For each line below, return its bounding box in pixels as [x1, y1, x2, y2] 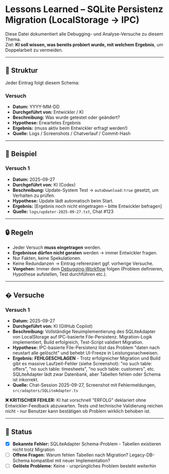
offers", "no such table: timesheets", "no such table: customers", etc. [12, 366, 155, 372]
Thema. [5, 36, 21, 42]
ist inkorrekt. [12, 377, 39, 383]
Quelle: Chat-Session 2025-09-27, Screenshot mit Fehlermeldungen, [12, 382, 156, 388]
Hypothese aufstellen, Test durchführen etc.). [12, 271, 107, 277]
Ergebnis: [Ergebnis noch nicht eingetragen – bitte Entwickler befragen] [12, 203, 162, 209]
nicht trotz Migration [12, 447, 55, 453]
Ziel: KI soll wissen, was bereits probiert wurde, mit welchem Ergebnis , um [5, 41, 163, 47]
